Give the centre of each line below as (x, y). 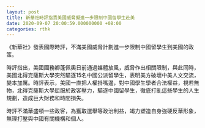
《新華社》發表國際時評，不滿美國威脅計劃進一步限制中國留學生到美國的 (97, 47)
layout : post (23, 12)
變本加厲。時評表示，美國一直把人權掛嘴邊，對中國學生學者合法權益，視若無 (103, 83)
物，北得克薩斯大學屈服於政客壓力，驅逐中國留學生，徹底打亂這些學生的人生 (103, 91)
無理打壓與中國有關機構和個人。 (47, 119)
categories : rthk (28, 29)
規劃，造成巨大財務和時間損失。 (47, 98)
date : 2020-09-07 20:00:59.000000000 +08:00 (64, 23)
